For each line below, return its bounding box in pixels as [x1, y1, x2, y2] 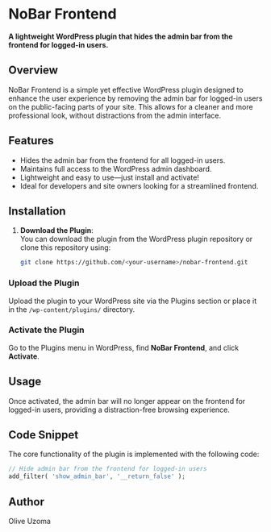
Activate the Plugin [8, 324, 85, 335]
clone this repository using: [19, 243, 111, 252]
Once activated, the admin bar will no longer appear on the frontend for [8, 396, 246, 405]
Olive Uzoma [8, 517, 51, 526]
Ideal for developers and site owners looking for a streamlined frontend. [19, 181, 259, 190]
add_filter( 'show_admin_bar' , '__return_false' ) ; [8, 472, 186, 480]
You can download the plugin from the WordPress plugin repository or [19, 235, 253, 244]
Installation [8, 204, 66, 218]
